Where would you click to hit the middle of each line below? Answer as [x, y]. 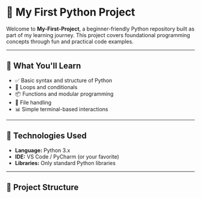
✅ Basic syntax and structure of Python [63, 80]
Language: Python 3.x [42, 150]
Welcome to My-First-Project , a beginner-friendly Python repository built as [100, 29]
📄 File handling [33, 102]
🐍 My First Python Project [71, 12]
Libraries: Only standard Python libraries [65, 163]
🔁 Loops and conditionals [46, 87]
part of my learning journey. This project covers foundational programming [98, 35]
